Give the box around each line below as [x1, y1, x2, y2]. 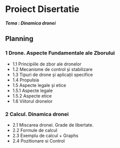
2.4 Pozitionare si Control [12, 137, 65, 143]
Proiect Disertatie [5, 3, 79, 15]
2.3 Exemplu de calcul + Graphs [12, 132, 78, 138]
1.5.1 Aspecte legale [12, 87, 53, 93]
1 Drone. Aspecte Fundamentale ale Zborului [5, 49, 115, 56]
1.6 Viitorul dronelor [12, 98, 53, 104]
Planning [5, 34, 33, 43]
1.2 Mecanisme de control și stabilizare [12, 66, 93, 72]
